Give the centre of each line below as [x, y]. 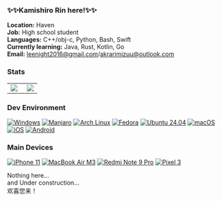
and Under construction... [44, 183]
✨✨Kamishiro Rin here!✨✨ [52, 10]
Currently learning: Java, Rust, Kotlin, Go [66, 47]
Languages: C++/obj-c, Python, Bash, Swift [69, 40]
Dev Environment [37, 107]
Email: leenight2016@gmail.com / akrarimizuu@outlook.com [91, 54]
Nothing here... [28, 176]
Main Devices [30, 147]
